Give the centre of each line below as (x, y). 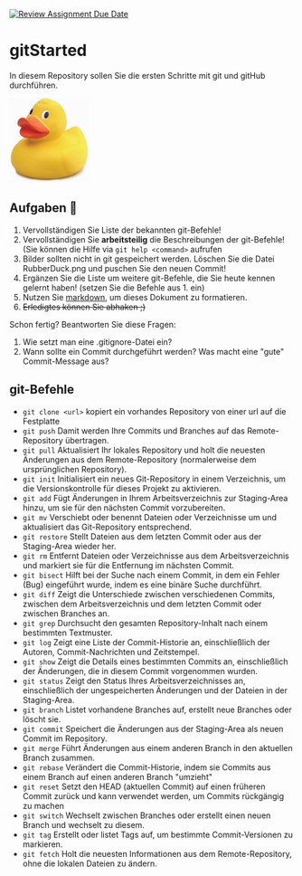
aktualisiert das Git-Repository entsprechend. (107, 527)
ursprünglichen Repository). (75, 469)
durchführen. (34, 85)
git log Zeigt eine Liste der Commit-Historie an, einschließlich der (146, 642)
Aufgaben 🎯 (43, 208)
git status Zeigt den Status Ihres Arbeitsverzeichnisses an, (134, 681)
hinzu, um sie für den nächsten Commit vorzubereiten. (124, 508)
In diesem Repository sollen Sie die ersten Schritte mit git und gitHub (137, 75)
